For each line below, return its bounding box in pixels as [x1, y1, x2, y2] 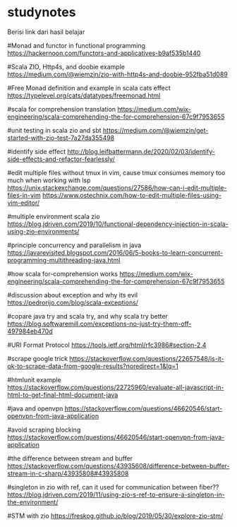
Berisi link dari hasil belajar [7, 28, 85, 36]
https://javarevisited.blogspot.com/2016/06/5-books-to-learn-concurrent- [7, 248, 224, 256]
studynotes [7, 4, 76, 20]
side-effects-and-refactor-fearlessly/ [7, 155, 115, 163]
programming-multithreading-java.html [7, 256, 121, 264]
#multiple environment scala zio [7, 212, 100, 220]
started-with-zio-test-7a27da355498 [7, 134, 115, 142]
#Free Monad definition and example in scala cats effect [7, 83, 171, 92]
